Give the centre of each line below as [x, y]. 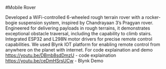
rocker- [153, 17]
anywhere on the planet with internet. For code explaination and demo [79, 50]
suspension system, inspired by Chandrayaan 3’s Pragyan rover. [86, 23]
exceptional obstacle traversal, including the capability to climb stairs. [79, 33]
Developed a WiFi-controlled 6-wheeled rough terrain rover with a [75, 17]
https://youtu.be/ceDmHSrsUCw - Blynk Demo [54, 61]
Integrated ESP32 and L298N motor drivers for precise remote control [79, 39]
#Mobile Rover [21, 7]
